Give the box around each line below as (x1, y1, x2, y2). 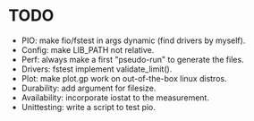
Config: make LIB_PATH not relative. (21, 44, 155, 55)
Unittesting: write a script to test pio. (21, 101, 156, 112)
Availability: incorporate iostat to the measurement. (21, 91, 209, 103)
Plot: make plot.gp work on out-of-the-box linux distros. (21, 73, 227, 83)
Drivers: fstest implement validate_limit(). (21, 64, 173, 74)
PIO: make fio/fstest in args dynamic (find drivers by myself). (21, 35, 246, 46)
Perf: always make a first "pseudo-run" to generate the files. (21, 54, 244, 65)
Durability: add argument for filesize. (21, 82, 157, 93)
